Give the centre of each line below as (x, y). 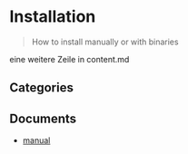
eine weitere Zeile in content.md (69, 59)
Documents (43, 118)
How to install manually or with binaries (105, 42)
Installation (53, 17)
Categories (42, 88)
